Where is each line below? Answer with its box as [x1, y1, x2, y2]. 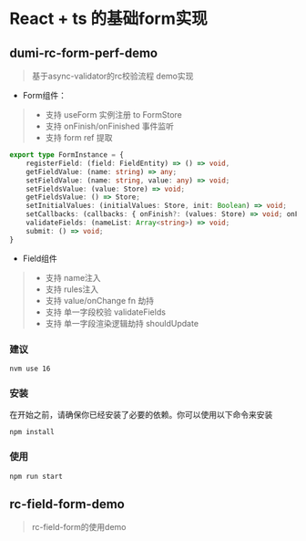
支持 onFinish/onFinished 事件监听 [45, 120, 175, 131]
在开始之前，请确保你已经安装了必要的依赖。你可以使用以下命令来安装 [9, 410, 273, 421]
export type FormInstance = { [9, 151, 125, 160]
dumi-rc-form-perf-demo [9, 45, 158, 60]
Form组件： [22, 90, 66, 100]
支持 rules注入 [45, 284, 99, 295]
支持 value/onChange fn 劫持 [45, 295, 155, 306]
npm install [9, 428, 55, 437]
